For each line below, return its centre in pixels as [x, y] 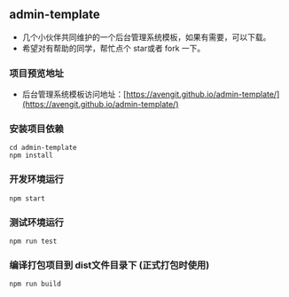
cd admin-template [43, 148]
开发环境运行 [37, 179]
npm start [27, 199]
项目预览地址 [37, 73]
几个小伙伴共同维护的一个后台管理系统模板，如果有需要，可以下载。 [146, 37]
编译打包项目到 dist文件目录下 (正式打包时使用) [109, 265]
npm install [31, 156]
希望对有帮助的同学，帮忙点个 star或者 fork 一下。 [113, 48]
